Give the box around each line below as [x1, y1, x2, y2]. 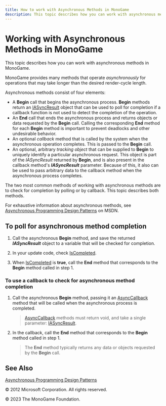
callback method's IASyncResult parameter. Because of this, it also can [12, 162, 159, 168]
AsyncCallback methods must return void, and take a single [24, 315, 146, 320]
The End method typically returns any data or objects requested [24, 344, 155, 350]
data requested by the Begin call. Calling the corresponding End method [12, 120, 160, 126]
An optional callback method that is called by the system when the [12, 136, 148, 142]
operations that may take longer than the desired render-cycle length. [5, 80, 147, 86]
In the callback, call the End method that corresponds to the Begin [12, 329, 148, 335]
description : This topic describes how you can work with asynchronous [5, 12, 156, 17]
